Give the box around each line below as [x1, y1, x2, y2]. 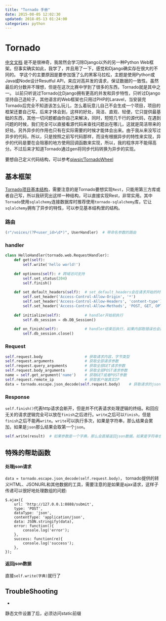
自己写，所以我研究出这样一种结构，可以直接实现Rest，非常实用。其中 [9, 192, 153, 198]
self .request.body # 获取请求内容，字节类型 [5, 354, 130, 359]
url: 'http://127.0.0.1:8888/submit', [14, 502, 94, 507]
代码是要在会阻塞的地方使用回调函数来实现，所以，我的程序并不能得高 [13, 140, 157, 146]
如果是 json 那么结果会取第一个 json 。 [13, 424, 88, 430]
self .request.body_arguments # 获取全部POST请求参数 [5, 368, 127, 373]
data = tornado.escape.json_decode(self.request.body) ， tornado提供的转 [5, 476, 159, 481]
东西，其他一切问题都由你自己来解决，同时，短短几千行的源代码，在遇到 [13, 115, 161, 121]
